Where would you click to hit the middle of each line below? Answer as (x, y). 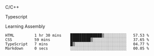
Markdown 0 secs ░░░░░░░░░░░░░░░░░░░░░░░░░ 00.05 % (77, 49)
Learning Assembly (25, 26)
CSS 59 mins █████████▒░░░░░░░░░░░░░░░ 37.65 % (77, 40)
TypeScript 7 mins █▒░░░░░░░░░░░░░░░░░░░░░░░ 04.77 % (77, 44)
